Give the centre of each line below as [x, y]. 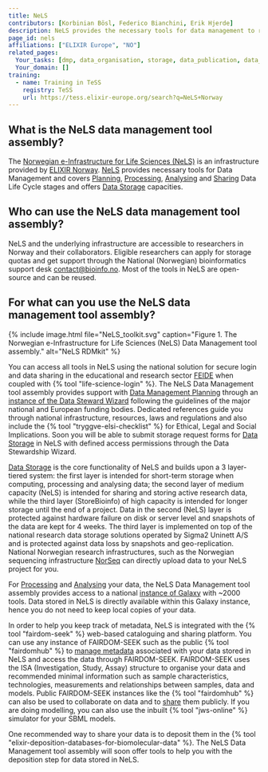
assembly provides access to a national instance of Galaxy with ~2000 [124, 592]
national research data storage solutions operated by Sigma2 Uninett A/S [128, 535]
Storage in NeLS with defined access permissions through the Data [119, 443]
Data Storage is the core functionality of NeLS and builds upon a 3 [117, 467]
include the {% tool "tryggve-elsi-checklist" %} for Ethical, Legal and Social [132, 426]
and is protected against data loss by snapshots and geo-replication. [121, 543]
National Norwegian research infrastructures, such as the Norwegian [121, 552]
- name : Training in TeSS [59, 82]
